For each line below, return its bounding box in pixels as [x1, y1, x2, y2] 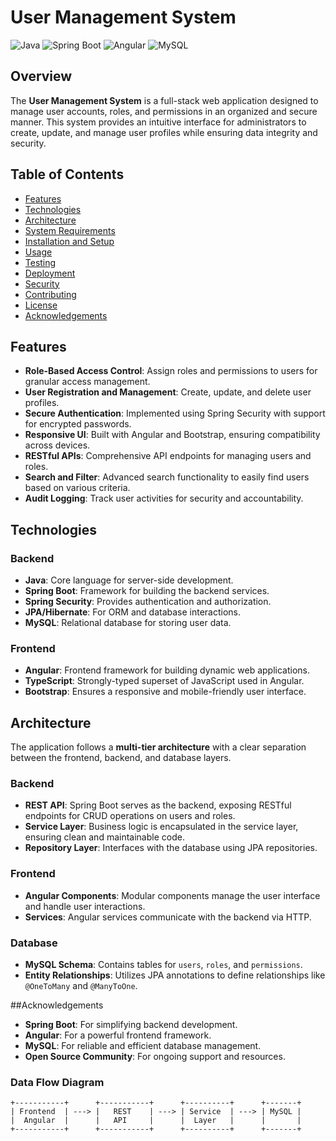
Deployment [24, 267, 76, 279]
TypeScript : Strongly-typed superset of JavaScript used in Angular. [24, 675, 305, 687]
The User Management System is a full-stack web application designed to [10, 94, 319, 106]
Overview [10, 68, 73, 85]
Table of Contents [10, 166, 125, 183]
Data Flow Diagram [10, 1075, 105, 1089]
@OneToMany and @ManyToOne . [24, 980, 138, 992]
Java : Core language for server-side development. [24, 574, 234, 586]
